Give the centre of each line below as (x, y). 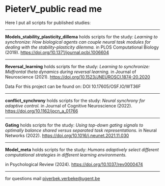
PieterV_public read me (54, 9)
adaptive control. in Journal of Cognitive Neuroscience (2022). (69, 106)
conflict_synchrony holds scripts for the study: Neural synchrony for (75, 100)
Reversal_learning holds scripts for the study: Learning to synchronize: (78, 66)
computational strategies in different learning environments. (66, 155)
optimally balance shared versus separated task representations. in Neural (81, 130)
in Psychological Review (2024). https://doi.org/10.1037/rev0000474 (74, 164)
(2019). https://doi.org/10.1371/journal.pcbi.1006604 (57, 52)
